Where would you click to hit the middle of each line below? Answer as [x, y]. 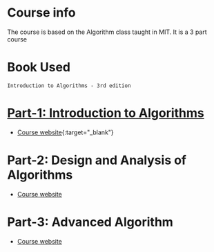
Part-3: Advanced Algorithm [90, 222]
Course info [41, 13]
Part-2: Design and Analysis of [97, 160]
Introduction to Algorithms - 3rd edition [69, 85]
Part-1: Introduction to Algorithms [106, 113]
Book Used [39, 67]
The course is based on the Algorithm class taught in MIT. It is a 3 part [107, 32]
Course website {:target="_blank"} [65, 132]
